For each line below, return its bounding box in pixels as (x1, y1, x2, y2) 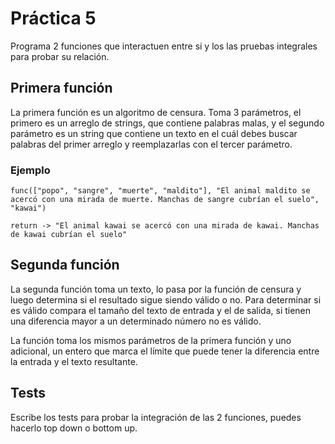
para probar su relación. (10, 50, 110, 62)
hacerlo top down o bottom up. (10, 422, 138, 434)
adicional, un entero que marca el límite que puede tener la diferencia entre (10, 345, 320, 357)
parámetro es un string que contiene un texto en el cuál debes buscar (10, 127, 298, 139)
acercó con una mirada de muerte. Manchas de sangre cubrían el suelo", (10, 195, 320, 205)
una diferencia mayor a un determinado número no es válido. (10, 315, 262, 327)
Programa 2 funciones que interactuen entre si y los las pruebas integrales (10, 40, 318, 52)
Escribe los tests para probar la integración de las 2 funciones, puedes (10, 411, 302, 423)
